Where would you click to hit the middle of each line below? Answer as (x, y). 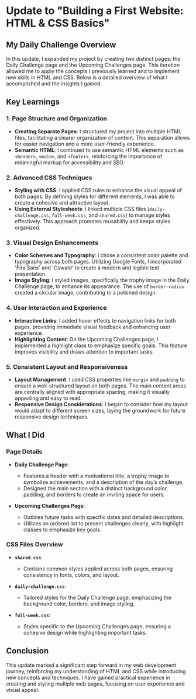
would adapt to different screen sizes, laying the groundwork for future (100, 410)
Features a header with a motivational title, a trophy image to (96, 476)
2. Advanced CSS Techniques (49, 178)
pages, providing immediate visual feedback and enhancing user (92, 327)
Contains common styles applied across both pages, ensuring (98, 569)
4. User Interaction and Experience (56, 308)
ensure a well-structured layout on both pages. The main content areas (100, 385)
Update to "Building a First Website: (95, 11)
